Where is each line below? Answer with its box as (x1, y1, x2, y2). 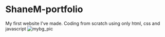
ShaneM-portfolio (5, 4, 83, 15)
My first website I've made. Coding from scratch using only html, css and (5, 20, 160, 26)
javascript (5, 25, 27, 31)
